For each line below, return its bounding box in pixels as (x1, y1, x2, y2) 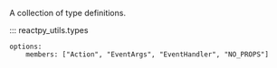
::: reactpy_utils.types (9, 25, 89, 35)
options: (9, 42, 43, 51)
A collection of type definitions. (9, 8, 127, 18)
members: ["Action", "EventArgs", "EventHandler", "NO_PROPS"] (25, 50, 270, 59)
